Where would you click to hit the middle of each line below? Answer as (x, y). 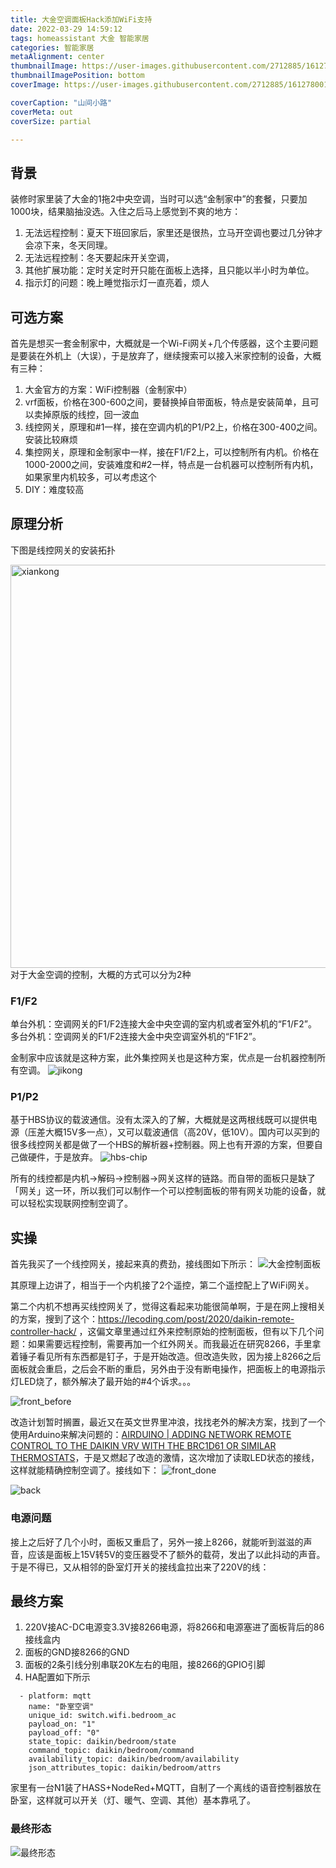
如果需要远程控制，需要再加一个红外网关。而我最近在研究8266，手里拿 (174, 1344)
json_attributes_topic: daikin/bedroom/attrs (125, 1768)
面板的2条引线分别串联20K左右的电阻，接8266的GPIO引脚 (145, 1665)
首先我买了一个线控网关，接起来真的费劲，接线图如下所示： (133, 1264)
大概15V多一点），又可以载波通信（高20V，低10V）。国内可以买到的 (182, 1132)
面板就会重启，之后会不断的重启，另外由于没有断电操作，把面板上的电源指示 (168, 1369)
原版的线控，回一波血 (95, 414)
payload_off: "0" (64, 1733)
